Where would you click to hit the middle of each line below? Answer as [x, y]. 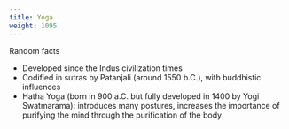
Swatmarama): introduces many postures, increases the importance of [151, 105]
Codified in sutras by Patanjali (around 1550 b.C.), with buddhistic [141, 77]
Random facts [35, 50]
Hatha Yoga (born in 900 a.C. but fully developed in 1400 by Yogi [141, 96]
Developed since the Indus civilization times [102, 68]
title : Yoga [31, 17]
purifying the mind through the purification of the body [122, 115]
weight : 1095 [33, 26]
